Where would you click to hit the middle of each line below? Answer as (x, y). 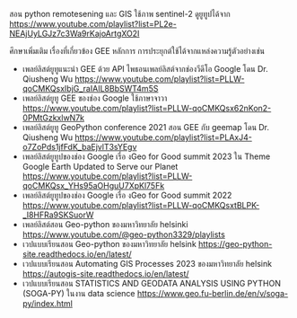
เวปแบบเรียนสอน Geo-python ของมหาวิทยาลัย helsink (109, 244)
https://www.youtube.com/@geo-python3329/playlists (124, 234)
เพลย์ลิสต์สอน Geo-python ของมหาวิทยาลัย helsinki (105, 224)
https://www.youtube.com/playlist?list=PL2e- (93, 24)
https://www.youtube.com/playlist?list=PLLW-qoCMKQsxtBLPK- (141, 205)
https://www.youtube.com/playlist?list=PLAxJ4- (164, 137)
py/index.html (48, 304)
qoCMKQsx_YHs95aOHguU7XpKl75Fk (93, 185)
